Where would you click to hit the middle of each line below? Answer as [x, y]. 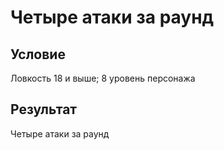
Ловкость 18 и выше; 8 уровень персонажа [103, 78]
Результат [44, 109]
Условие [38, 54]
